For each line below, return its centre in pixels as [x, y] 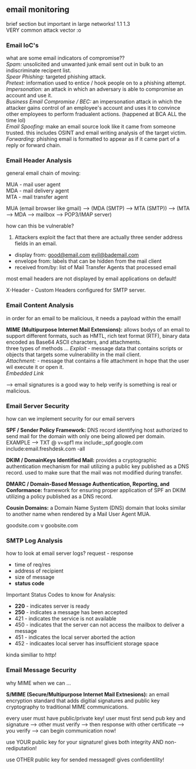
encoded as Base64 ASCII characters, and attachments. [74, 342]
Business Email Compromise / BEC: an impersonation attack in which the [94, 101]
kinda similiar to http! [31, 655]
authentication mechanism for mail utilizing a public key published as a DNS [98, 466]
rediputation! [21, 748]
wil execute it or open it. [35, 367]
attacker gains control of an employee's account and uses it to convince [93, 108]
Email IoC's [23, 45]
